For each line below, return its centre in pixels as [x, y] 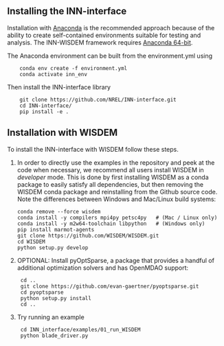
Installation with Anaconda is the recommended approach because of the [111, 27]
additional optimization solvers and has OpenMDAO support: [103, 268]
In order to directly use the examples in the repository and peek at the [116, 162]
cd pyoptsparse [42, 292]
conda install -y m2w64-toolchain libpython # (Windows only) [111, 223]
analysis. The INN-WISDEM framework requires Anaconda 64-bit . [100, 42]
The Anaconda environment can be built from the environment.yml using [110, 56]
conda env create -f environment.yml [74, 68]
